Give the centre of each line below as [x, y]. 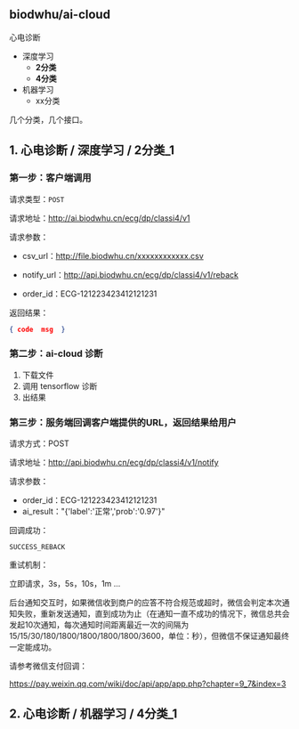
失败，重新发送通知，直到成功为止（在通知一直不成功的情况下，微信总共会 [153, 613]
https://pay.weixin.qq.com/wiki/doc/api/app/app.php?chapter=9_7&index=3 [148, 684]
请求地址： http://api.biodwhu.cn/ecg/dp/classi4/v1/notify [114, 462]
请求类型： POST [37, 198]
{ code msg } [37, 329]
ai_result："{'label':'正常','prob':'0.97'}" [93, 511]
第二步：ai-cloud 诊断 [57, 353]
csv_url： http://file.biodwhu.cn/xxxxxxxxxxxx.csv [113, 255]
